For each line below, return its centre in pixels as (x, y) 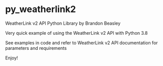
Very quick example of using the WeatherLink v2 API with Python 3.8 (76, 33)
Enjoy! (12, 58)
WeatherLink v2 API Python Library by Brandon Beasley (63, 23)
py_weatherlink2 (41, 9)
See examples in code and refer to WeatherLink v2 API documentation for (81, 43)
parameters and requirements (36, 48)
